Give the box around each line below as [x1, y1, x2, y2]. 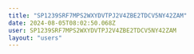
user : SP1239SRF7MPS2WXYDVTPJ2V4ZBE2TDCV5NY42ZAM [8, 26, 177, 34]
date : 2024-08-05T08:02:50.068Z [8, 19, 116, 27]
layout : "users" [8, 33, 62, 42]
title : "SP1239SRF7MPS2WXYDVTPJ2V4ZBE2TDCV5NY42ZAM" [8, 11, 188, 20]
